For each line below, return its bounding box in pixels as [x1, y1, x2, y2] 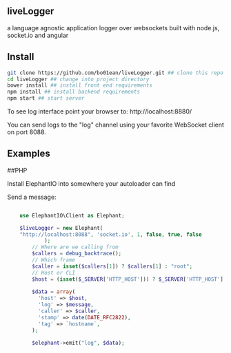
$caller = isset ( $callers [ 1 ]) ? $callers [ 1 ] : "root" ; [32, 263, 193, 270]
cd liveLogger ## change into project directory [7, 76, 150, 83]
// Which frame [32, 257, 76, 264]
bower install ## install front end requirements [7, 82, 153, 89]
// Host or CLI [32, 269, 76, 276]
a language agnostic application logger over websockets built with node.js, [7, 23, 220, 32]
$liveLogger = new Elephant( [19, 224, 103, 231]
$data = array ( [32, 288, 76, 295]
